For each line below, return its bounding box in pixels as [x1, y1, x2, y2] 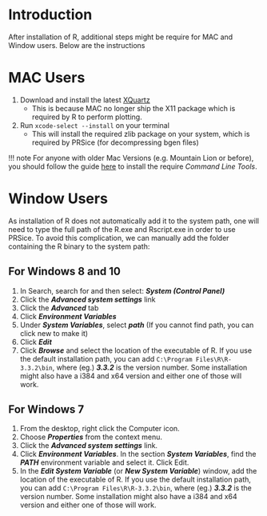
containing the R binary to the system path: [8, 242, 150, 251]
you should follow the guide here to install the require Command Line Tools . [8, 162, 257, 171]
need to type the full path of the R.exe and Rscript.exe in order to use [8, 224, 236, 234]
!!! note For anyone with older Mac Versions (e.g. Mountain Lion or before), [8, 153, 254, 162]
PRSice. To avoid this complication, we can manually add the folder [8, 233, 229, 242]
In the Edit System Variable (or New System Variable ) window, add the [19, 466, 257, 476]
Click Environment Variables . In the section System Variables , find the [19, 450, 257, 459]
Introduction [8, 6, 93, 24]
